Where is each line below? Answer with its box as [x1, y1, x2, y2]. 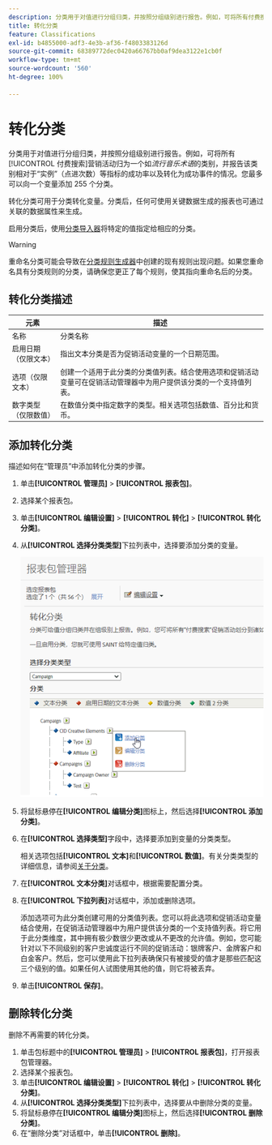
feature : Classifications [8, 30, 96, 38]
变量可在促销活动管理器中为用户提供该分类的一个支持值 [60, 377, 245, 387]
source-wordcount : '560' [8, 65, 92, 73]
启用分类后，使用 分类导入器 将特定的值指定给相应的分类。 [8, 223, 200, 233]
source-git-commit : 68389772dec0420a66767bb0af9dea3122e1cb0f [8, 47, 223, 56]
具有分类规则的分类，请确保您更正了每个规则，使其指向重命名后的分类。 [15, 266, 257, 276]
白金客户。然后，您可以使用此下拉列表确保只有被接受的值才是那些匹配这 [19, 954, 261, 963]
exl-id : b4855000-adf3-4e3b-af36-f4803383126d [8, 39, 168, 47]
